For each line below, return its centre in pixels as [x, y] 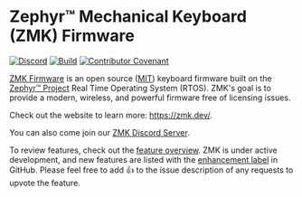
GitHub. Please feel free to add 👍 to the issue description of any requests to [151, 170]
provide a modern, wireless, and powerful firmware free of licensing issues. [150, 98]
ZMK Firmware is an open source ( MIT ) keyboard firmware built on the [141, 78]
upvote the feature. [45, 183]
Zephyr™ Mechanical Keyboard [128, 17]
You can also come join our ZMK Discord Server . [99, 132]
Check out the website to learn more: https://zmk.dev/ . [111, 115]
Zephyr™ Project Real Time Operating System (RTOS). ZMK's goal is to [140, 88]
